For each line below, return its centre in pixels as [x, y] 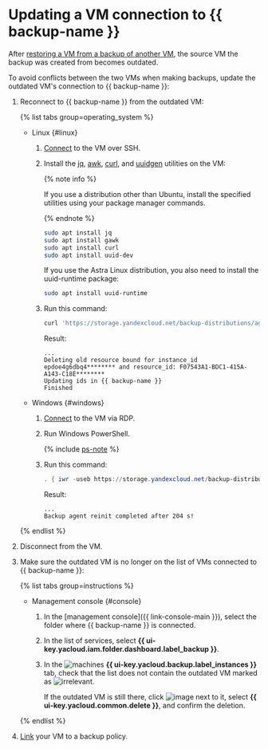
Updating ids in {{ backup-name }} [102, 381]
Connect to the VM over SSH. [92, 148]
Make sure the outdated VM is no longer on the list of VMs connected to [138, 562]
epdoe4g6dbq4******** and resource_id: [110, 367]
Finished [58, 388]
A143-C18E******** [74, 374]
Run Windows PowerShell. [87, 434]
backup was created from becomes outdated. [83, 62]
